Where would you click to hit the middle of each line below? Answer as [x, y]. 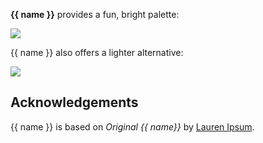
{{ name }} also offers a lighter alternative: [97, 52]
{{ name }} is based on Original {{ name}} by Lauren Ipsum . [132, 126]
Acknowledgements [74, 102]
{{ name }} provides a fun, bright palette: [95, 14]
